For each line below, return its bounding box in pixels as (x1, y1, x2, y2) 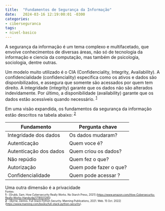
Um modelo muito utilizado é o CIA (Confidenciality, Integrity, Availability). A (5, 69, 160, 75)
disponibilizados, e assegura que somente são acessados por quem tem (5, 80, 153, 85)
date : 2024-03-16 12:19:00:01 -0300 (5, 12, 85, 17)
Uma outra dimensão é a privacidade (5, 185, 81, 191)
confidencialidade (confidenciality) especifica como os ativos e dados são (5, 75, 157, 80)
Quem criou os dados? (69, 148, 122, 155)
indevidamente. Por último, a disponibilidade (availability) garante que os (5, 90, 154, 96)
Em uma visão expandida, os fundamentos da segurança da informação (5, 106, 152, 112)
